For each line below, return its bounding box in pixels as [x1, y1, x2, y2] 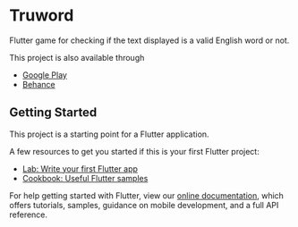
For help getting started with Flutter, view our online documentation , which [9, 189, 285, 201]
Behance [21, 79, 55, 89]
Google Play [21, 69, 67, 80]
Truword [9, 5, 74, 26]
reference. [9, 209, 47, 220]
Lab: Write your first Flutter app [21, 163, 139, 174]
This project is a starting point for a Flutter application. [9, 129, 209, 139]
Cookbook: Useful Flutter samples [21, 172, 149, 183]
